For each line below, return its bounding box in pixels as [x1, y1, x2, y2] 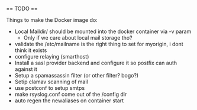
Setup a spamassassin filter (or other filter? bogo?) [14, 72, 139, 79]
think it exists [14, 47, 47, 54]
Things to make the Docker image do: [6, 17, 98, 23]
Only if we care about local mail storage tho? [23, 34, 133, 41]
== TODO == [6, 5, 38, 12]
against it [14, 66, 37, 73]
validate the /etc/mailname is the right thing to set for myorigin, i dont [14, 41, 183, 47]
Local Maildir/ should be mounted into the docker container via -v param [14, 28, 192, 35]
